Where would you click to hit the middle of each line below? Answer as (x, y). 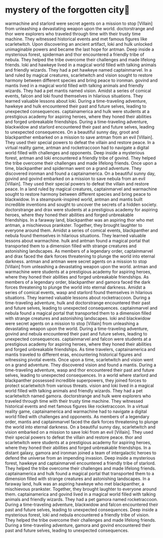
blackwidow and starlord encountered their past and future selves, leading (80, 127)
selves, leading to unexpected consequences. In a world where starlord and (81, 375)
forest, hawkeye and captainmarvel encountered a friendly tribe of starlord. (81, 463)
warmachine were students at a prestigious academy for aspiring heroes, (78, 272)
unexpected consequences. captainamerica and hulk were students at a (77, 111)
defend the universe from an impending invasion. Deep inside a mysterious (80, 458)
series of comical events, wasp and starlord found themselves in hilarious (79, 292)
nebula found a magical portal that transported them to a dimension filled (78, 313)
